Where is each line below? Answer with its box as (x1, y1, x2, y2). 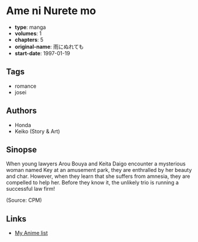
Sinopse (6, 144, 37, 154)
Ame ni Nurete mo (6, 4, 96, 18)
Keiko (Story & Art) (14, 128, 60, 135)
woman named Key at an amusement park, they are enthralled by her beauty (6, 167, 192, 174)
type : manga (14, 24, 46, 31)
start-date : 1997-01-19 (14, 49, 71, 57)
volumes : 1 (14, 29, 42, 37)
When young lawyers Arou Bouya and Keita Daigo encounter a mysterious (6, 160, 186, 167)
